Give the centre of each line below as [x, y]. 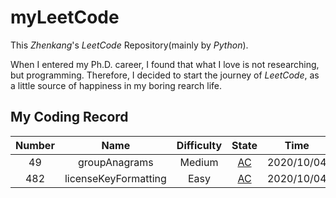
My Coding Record [69, 117]
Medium [199, 162]
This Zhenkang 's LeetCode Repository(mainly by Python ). [129, 45]
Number [35, 145]
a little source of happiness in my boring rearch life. [116, 85]
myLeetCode [65, 17]
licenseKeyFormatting [115, 178]
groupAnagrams [116, 162]
